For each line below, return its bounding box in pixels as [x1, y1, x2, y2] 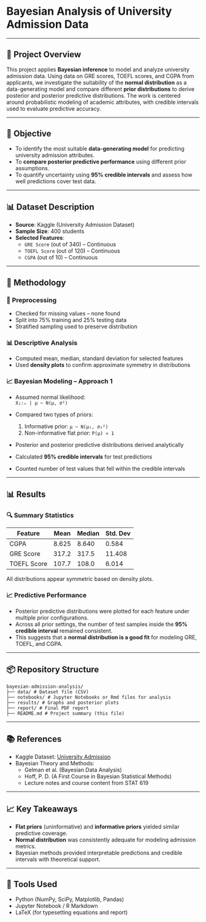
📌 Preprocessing [6, 296, 57, 304]
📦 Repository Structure [6, 664, 99, 675]
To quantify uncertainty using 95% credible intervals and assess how [15, 171, 193, 178]
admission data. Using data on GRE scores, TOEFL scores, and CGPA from [6, 72, 194, 79]
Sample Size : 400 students [15, 227, 85, 235]
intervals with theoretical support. [15, 856, 101, 863]
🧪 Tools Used [6, 879, 58, 889]
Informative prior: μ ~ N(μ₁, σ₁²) [24, 422, 109, 430]
